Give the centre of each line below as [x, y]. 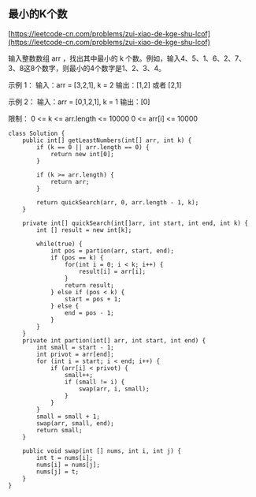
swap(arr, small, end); [75, 423]
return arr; [70, 181]
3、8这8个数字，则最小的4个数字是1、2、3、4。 [87, 68]
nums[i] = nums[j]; [69, 465]
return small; [59, 430]
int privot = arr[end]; [75, 354]
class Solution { [37, 133]
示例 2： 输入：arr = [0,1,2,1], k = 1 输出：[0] [79, 102]
